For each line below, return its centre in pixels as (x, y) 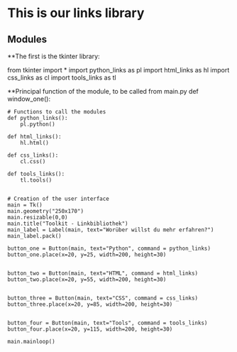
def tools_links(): (36, 174)
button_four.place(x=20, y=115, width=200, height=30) (90, 329)
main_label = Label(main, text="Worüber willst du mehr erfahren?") (111, 230)
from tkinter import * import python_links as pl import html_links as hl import (118, 70)
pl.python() (38, 124)
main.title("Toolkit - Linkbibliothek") (68, 224)
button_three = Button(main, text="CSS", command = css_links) (103, 298)
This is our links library (76, 13)
